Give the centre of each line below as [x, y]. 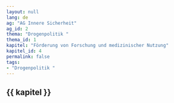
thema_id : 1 [21, 40]
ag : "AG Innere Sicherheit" [42, 23]
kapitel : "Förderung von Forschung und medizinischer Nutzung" [88, 46]
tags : [13, 62]
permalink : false [28, 57]
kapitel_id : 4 [24, 51]
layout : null [23, 12]
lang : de [17, 17]
